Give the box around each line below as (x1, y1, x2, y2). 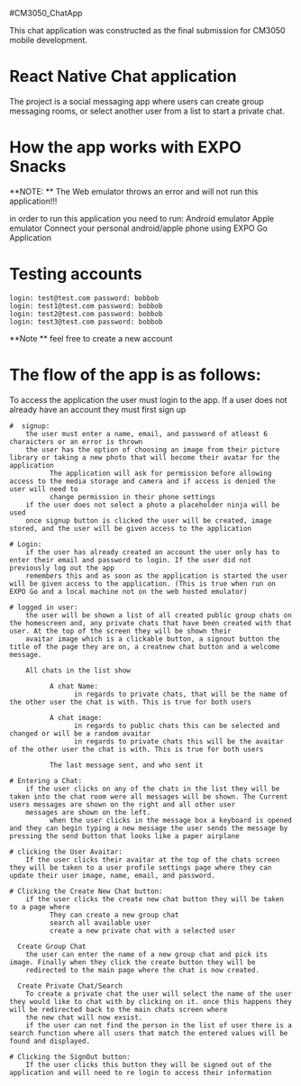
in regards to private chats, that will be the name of (73, 689, 288, 698)
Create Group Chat (17, 942, 87, 951)
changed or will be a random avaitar (9, 729, 151, 738)
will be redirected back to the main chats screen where (9, 1005, 228, 1014)
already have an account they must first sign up (9, 404, 187, 415)
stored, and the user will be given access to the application (9, 524, 252, 533)
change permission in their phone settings (49, 492, 216, 501)
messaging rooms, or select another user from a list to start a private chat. (9, 105, 286, 116)
